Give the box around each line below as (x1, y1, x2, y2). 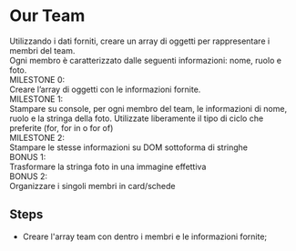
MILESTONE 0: (9, 74, 66, 85)
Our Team (9, 5, 86, 26)
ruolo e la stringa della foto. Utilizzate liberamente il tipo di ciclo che (9, 113, 264, 124)
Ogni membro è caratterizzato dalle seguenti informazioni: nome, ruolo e (9, 55, 282, 65)
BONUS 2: (9, 170, 48, 182)
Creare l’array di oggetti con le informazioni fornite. (9, 84, 201, 95)
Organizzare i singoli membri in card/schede (9, 180, 176, 191)
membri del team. (9, 45, 76, 55)
